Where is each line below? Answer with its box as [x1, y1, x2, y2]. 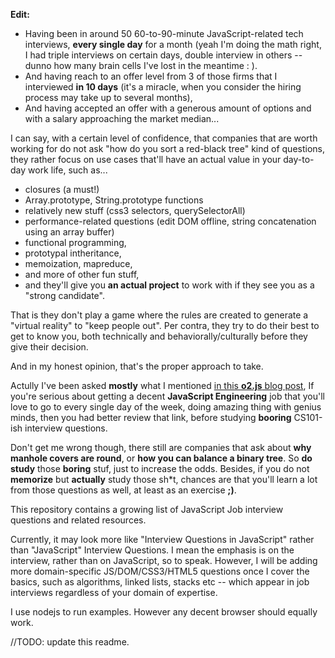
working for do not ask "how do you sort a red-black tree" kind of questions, [10, 143, 326, 154]
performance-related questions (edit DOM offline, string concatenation [24, 215, 317, 227]
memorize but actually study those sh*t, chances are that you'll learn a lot [10, 474, 318, 485]
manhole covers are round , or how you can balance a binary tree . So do [10, 452, 313, 464]
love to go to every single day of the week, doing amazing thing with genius [10, 401, 322, 413]
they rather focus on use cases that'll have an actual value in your [10, 154, 282, 165]
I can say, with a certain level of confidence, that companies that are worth [10, 132, 318, 144]
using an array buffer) [24, 226, 115, 238]
